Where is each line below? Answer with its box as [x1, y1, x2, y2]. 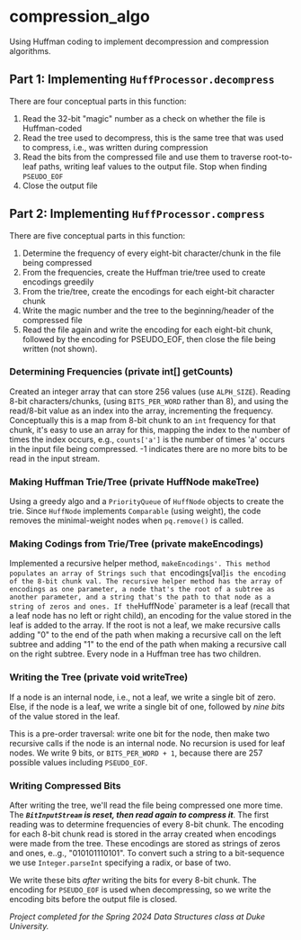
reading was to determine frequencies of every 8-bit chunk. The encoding [9, 819, 285, 830]
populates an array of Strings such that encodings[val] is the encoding [9, 567, 287, 578]
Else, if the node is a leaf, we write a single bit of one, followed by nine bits [9, 700, 286, 712]
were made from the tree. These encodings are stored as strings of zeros [9, 838, 281, 849]
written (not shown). [22, 343, 98, 354]
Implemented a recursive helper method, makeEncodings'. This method [9, 558, 271, 569]
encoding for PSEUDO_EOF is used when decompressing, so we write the [9, 884, 271, 895]
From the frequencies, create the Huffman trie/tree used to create [22, 267, 266, 277]
